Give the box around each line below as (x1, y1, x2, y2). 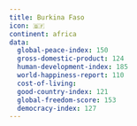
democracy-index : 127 (17, 104, 97, 113)
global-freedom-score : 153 (17, 95, 117, 105)
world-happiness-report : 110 (17, 71, 125, 80)
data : (9, 37, 29, 47)
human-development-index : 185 (17, 63, 128, 72)
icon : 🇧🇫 (9, 21, 46, 30)
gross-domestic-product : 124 (17, 54, 125, 63)
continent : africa (9, 29, 77, 38)
